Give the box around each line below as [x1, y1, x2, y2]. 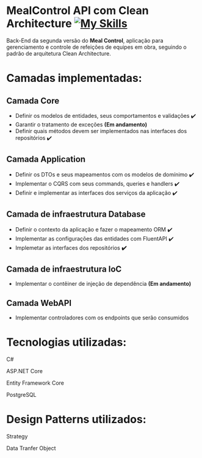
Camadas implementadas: [6, 71, 142, 85]
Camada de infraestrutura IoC [6, 264, 122, 274]
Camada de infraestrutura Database [6, 209, 146, 220]
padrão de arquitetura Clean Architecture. [6, 49, 111, 57]
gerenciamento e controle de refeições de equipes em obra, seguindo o [6, 43, 187, 51]
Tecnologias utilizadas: [6, 335, 127, 349]
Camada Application [6, 154, 86, 165]
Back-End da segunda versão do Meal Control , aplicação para [6, 37, 164, 44]
